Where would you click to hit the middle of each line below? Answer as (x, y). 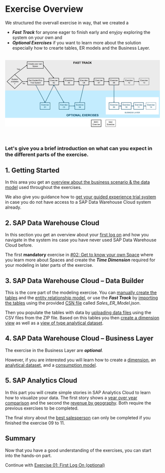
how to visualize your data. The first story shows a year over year (71, 398)
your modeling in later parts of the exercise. (49, 265)
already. (13, 207)
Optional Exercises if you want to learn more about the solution (77, 42)
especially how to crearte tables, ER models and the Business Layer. (81, 48)
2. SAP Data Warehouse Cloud (52, 223)
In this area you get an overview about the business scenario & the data (78, 182)
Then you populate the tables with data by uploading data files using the (78, 313)
